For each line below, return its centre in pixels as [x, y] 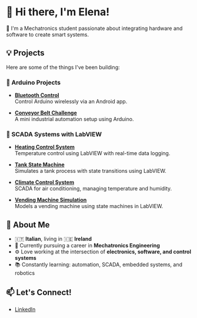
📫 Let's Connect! [39, 292]
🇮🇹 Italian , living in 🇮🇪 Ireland [53, 239]
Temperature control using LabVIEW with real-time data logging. [92, 153]
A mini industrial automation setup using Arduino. [74, 119]
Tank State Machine [39, 165]
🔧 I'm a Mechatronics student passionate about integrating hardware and [94, 28]
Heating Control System [45, 147]
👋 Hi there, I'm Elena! [58, 12]
